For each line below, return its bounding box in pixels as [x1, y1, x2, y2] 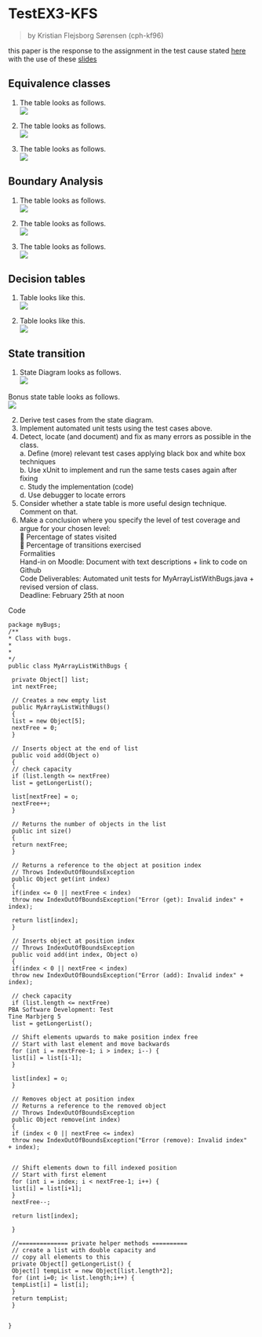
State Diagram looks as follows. [19, 368, 122, 377]
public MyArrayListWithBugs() [11, 704, 111, 712]
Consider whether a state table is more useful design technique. [19, 499, 227, 508]
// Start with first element [11, 1171, 107, 1179]
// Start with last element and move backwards [11, 1040, 170, 1049]
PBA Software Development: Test [8, 1006, 114, 1014]
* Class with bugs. [8, 635, 72, 643]
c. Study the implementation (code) [19, 482, 134, 492]
